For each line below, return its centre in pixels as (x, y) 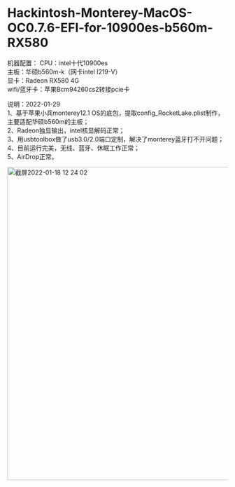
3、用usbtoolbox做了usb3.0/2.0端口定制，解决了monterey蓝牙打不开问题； (116, 139)
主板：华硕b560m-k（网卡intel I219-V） (64, 71)
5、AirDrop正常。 (33, 156)
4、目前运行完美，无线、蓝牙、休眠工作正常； (74, 148)
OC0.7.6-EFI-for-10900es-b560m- (110, 28)
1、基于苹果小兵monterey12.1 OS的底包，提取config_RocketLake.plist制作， (116, 113)
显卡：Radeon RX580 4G (43, 80)
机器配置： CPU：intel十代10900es (58, 63)
